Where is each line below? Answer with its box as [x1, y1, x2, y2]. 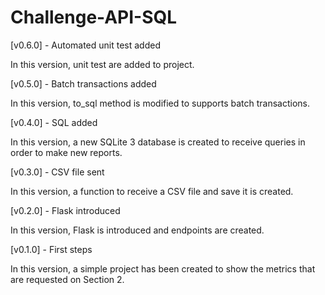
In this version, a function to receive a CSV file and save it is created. [10, 185, 294, 197]
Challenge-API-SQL [10, 6, 178, 29]
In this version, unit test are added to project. [10, 58, 195, 70]
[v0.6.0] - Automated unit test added [10, 39, 161, 51]
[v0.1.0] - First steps [10, 243, 93, 255]
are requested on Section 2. [10, 273, 125, 285]
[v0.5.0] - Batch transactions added [10, 77, 157, 90]
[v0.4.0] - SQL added [10, 116, 98, 128]
